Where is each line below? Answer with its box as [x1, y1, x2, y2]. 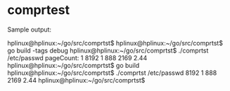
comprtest [7, 2, 70, 18]
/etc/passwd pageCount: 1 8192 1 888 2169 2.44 [7, 53, 148, 62]
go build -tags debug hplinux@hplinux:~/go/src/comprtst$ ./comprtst [7, 46, 209, 55]
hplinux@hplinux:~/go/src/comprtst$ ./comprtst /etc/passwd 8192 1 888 [7, 69, 217, 77]
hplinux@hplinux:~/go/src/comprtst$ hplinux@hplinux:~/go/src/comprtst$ [7, 38, 224, 47]
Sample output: [7, 25, 51, 34]
